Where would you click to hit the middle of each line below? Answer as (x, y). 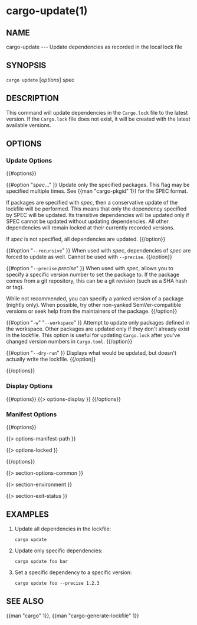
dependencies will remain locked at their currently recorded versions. (91, 228)
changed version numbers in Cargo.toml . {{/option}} (69, 342)
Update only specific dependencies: (59, 550)
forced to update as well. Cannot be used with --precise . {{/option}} (89, 257)
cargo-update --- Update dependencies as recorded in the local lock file (94, 47)
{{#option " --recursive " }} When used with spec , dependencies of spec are (98, 251)
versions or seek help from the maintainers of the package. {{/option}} (92, 311)
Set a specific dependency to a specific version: (73, 572)
